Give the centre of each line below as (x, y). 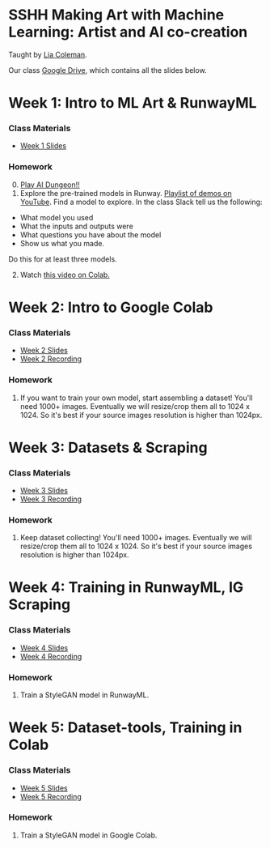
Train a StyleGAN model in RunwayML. (84, 695)
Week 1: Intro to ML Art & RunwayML (133, 103)
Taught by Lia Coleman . (48, 54)
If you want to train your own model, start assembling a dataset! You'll (136, 398)
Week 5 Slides (44, 788)
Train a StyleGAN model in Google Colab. (89, 835)
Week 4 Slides (44, 648)
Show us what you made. (62, 243)
